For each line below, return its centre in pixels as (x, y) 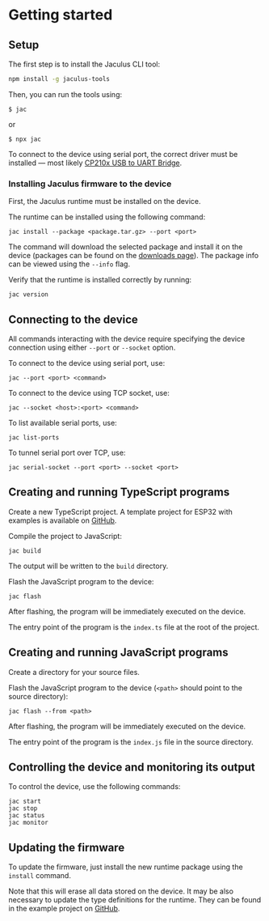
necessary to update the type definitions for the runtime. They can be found (135, 900)
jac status (27, 816)
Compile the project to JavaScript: (65, 536)
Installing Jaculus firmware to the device (90, 184)
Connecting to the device (74, 319)
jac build (25, 551)
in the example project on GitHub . (64, 909)
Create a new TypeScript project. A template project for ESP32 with (120, 511)
